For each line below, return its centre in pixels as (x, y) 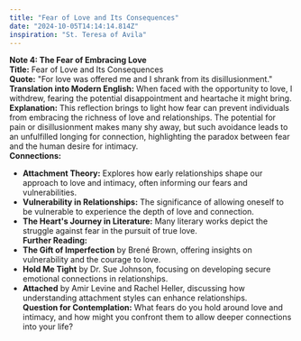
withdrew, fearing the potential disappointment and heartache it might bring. (150, 98)
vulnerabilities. (50, 193)
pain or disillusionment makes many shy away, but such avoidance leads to (149, 127)
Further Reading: (55, 241)
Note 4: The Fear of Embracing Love (78, 60)
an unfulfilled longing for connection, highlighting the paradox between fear (150, 137)
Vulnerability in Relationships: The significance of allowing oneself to (153, 202)
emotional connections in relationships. (95, 279)
